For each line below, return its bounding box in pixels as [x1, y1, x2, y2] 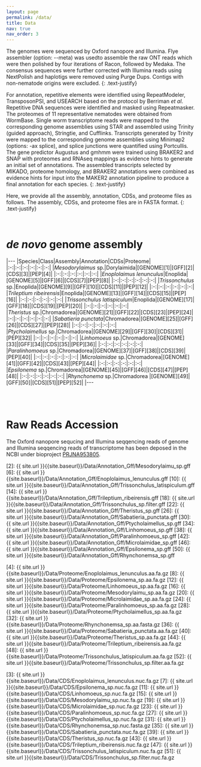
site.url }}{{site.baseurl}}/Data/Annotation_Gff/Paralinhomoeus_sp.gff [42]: [6, 533, 190, 540]
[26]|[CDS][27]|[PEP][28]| [6, 322, 71, 329]
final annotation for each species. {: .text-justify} [6, 181, 126, 188]
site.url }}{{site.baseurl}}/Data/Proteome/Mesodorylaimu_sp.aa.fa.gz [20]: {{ [6, 589, 194, 596]
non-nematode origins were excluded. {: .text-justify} [6, 79, 138, 87]
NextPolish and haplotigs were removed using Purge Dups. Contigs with [6, 73, 184, 81]
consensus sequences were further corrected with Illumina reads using [6, 67, 182, 74]
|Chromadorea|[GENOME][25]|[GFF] [103, 315, 193, 322]
